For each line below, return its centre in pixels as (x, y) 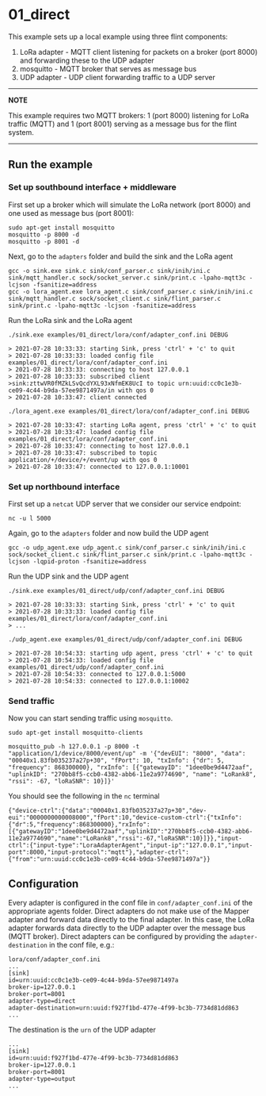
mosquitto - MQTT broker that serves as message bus (108, 68)
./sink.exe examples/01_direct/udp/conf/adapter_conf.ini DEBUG (116, 590)
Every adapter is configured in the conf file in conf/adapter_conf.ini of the (131, 903)
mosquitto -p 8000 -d (44, 235)
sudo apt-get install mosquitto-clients (76, 733)
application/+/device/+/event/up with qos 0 (83, 460)
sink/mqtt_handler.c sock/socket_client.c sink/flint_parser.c (115, 298)
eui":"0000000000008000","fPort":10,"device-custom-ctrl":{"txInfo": (125, 818)
